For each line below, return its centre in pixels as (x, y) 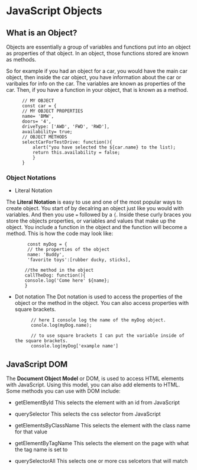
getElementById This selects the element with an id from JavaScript (97, 403)
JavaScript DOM (37, 364)
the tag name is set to (41, 450)
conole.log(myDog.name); (61, 326)
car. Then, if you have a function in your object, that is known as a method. (97, 90)
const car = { (39, 106)
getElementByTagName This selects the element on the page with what (102, 443)
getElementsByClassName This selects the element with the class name (102, 426)
